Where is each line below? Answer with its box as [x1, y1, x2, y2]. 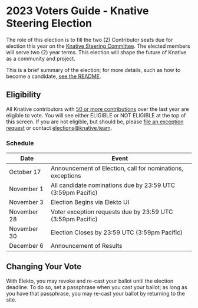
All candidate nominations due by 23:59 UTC [50, 181, 176, 189]
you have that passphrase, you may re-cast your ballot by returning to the [6, 290, 186, 297]
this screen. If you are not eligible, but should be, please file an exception [6, 118, 184, 125]
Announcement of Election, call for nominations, [50, 164, 184, 172]
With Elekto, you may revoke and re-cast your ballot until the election [6, 277, 174, 284]
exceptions [50, 172, 81, 180]
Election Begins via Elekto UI [50, 198, 130, 207]
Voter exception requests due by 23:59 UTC [50, 208, 173, 216]
